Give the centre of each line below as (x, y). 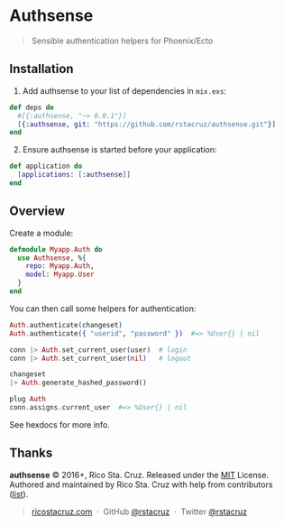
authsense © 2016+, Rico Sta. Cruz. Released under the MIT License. (139, 475)
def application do (46, 166)
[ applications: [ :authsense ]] (74, 175)
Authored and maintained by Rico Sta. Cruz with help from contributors (141, 484)
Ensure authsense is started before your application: (119, 150)
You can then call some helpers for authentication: (103, 309)
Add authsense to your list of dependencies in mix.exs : (124, 90)
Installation (41, 69)
